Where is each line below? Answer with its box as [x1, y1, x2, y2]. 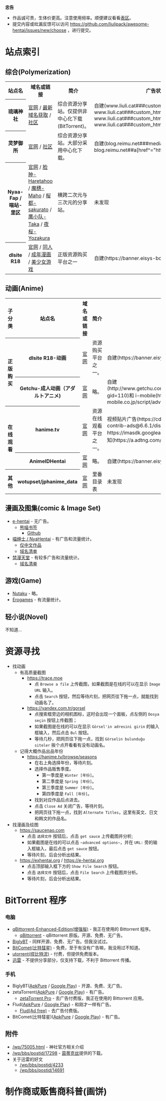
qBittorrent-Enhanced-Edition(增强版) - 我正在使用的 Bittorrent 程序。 [12, 926, 154, 932]
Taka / [28, 221, 43, 227]
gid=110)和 [107, 392, 134, 399]
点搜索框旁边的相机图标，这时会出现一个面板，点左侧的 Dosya [34, 711, 160, 717]
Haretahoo [28, 178, 53, 184]
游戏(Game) [5, 577, 42, 585]
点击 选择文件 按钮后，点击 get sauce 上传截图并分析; [27, 833, 133, 839]
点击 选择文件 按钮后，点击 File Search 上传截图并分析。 [27, 869, 141, 875]
